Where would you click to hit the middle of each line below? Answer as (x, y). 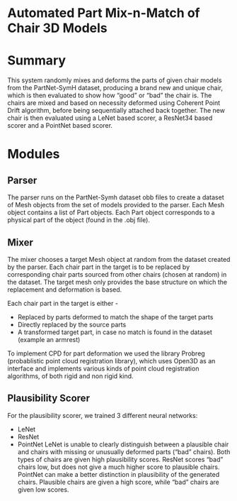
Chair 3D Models (57, 28)
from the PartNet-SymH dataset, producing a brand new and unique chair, (115, 88)
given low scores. (43, 489)
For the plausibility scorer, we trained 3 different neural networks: (103, 415)
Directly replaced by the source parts (72, 324)
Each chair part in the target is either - (63, 303)
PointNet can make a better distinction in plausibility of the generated (118, 474)
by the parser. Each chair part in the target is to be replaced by (99, 267)
